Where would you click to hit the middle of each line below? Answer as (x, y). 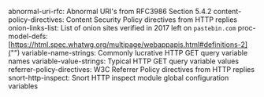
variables (23, 86)
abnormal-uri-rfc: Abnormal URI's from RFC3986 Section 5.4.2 (110, 11)
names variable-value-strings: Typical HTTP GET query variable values (123, 61)
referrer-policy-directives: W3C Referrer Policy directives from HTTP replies (131, 69)
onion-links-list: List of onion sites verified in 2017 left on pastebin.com (122, 28)
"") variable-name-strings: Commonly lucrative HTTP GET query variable (129, 53)
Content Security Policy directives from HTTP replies (152, 20)
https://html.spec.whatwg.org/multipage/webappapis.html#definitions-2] (129, 45)
